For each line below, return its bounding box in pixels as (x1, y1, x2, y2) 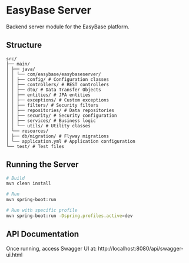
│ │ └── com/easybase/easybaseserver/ (6, 71, 101, 77)
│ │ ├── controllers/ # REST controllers (6, 81, 110, 87)
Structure (6, 40, 42, 50)
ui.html (6, 251, 23, 258)
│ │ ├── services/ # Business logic (6, 117, 96, 124)
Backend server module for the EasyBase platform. (6, 23, 130, 30)
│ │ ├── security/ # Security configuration (6, 113, 117, 119)
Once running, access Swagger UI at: (6, 245, 97, 252)
